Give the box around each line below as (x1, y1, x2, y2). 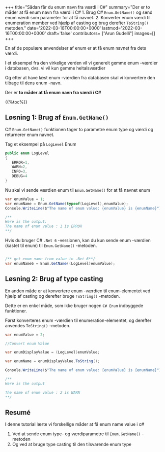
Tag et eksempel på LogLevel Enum (5, 141, 77, 147)
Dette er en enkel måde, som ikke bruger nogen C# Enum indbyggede (5, 303, 143, 309)
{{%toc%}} (5, 99, 28, 105)
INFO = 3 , (11, 169, 27, 174)
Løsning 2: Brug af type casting (5, 275, 103, 283)
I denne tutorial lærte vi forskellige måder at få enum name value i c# (5, 421, 144, 427)
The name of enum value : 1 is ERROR (5, 224, 82, 229)
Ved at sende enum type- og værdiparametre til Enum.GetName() (12, 431, 141, 437)
